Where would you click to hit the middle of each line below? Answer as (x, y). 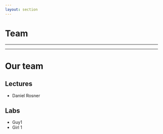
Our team (24, 66)
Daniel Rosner (26, 95)
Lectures (19, 84)
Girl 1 (17, 127)
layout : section (21, 9)
